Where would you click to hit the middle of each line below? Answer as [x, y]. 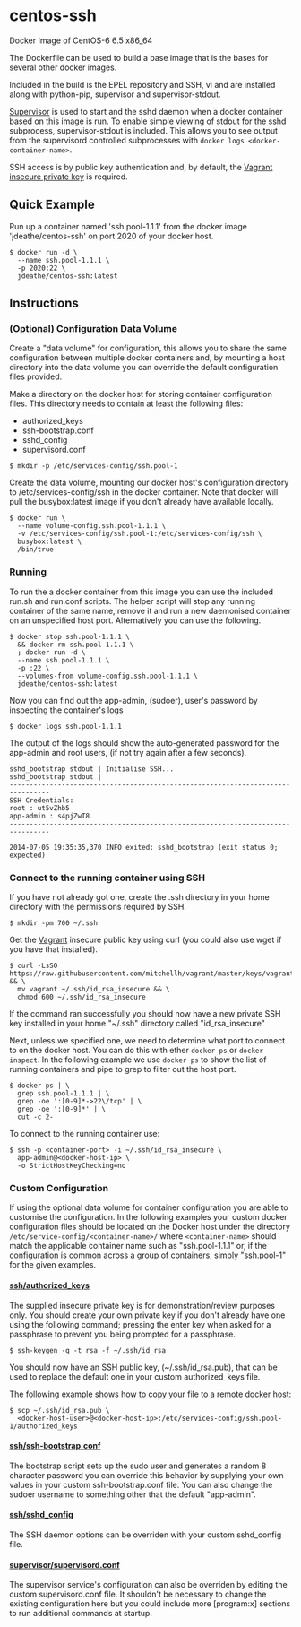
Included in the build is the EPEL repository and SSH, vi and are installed [142, 84]
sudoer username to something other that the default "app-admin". [133, 1494]
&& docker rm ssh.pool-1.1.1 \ [76, 645]
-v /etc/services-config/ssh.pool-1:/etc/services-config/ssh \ [140, 534]
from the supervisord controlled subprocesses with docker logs [127, 140]
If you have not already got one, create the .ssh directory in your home [140, 897]
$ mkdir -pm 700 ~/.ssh [54, 923]
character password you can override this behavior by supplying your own [146, 1475]
